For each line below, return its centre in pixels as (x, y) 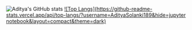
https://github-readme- (124, 9)
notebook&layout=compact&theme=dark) (56, 21)
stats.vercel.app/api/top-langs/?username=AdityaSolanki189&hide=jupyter (96, 15)
